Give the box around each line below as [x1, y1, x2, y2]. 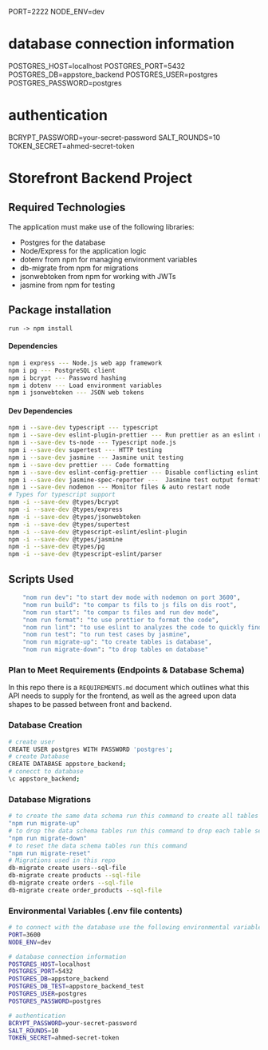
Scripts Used [8, 572, 74, 586]
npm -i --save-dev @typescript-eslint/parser [8, 550, 162, 558]
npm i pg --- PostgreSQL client [8, 366, 116, 374]
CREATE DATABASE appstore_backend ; [8, 760, 127, 769]
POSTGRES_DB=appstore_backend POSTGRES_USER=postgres [8, 70, 218, 79]
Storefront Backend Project [8, 170, 193, 187]
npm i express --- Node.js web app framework [8, 359, 162, 367]
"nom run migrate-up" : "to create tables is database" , [22, 638, 213, 646]
